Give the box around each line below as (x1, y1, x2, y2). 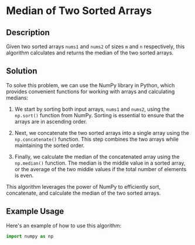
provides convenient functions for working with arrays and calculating (6, 88, 175, 95)
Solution (6, 66, 37, 76)
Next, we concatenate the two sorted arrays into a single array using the (14, 129, 189, 136)
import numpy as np (6, 233, 54, 239)
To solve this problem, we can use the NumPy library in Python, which (6, 81, 175, 89)
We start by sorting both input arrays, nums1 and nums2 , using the (14, 106, 170, 113)
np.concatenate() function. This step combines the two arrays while (14, 135, 179, 142)
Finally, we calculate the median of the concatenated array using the (14, 153, 180, 160)
